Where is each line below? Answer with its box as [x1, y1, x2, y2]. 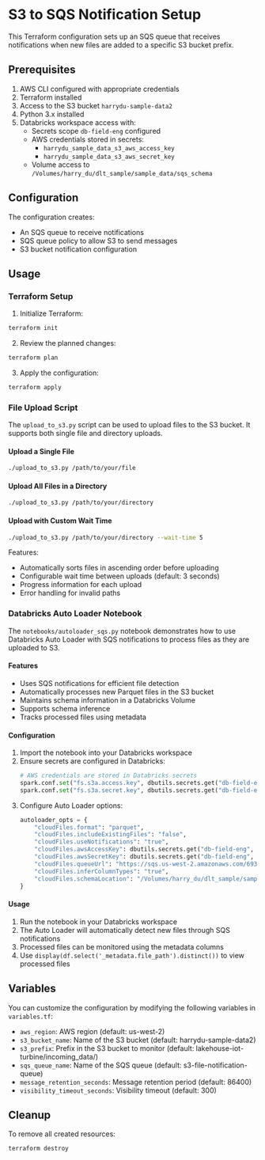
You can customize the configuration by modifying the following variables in [8, 1003, 256, 1012]
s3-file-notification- [183, 1060, 248, 1070]
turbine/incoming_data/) [19, 1052, 99, 1061]
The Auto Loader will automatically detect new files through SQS [19, 925, 231, 934]
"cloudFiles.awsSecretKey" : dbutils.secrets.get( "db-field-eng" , [34, 853, 255, 861]
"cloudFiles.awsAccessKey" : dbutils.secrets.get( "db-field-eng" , [34, 845, 255, 854]
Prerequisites [8, 63, 76, 77]
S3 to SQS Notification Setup [8, 6, 202, 24]
